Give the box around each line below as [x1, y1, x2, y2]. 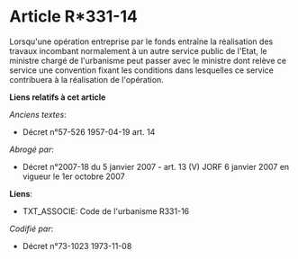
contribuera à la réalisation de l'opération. [9, 74, 164, 85]
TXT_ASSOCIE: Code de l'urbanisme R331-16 [22, 205, 190, 217]
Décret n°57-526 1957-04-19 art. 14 [22, 126, 156, 137]
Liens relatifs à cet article [9, 92, 106, 103]
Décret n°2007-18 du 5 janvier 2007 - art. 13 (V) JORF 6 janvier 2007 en [22, 161, 290, 172]
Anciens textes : [9, 109, 68, 120]
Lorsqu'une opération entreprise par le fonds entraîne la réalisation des [9, 36, 274, 47]
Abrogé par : [9, 144, 54, 155]
